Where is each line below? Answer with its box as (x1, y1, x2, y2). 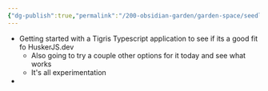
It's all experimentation (30, 67, 107, 77)
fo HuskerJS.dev (18, 42, 74, 52)
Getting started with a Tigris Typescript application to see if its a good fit (18, 34, 258, 43)
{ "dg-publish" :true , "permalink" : (7, 11, 119, 20)
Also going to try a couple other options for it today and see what (30, 50, 246, 60)
